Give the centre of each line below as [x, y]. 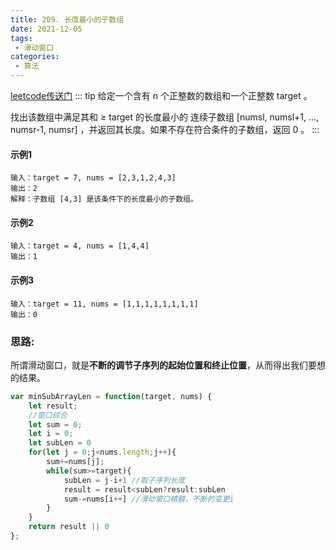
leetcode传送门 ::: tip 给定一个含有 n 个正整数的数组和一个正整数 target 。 [161, 95]
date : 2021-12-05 [46, 29]
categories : [35, 57]
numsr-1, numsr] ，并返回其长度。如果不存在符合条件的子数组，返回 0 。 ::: [165, 129]
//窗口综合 [48, 415]
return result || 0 [69, 527]
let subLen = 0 [60, 443]
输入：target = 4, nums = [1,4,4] [80, 246]
